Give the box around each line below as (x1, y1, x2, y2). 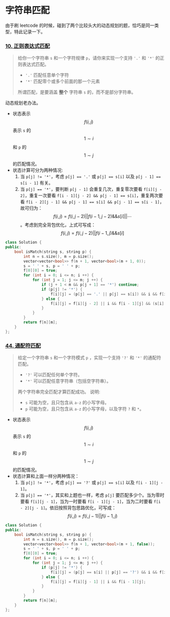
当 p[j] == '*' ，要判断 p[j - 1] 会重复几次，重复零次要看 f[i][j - (20, 186, 162, 192)
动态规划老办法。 (5, 100, 41, 106)
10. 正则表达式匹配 (5, 42, 50, 50)
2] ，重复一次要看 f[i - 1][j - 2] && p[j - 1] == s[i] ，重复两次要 (20, 193, 163, 199)
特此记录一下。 (14, 28, 46, 34)
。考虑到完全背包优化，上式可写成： (20, 222, 96, 228)
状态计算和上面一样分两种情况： (12, 473, 79, 479)
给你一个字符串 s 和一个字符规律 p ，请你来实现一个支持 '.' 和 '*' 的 (17, 55, 160, 61)
